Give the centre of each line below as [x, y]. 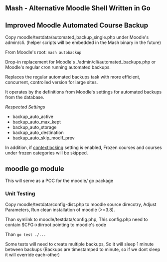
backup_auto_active [33, 116]
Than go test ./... [26, 234]
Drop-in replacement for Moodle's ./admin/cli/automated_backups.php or [81, 62]
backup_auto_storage [34, 127]
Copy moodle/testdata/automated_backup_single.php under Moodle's [77, 37]
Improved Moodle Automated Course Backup [77, 25]
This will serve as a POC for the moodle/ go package [59, 181]
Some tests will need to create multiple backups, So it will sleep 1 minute [80, 244]
